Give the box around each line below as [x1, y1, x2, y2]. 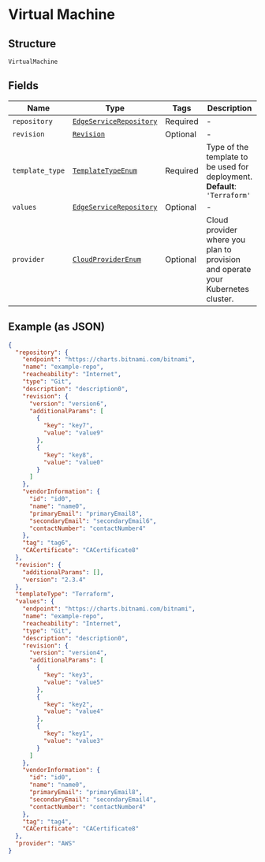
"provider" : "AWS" [15, 840, 77, 848]
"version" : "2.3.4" [22, 576, 87, 584]
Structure [8, 37, 57, 50]
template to [206, 151, 248, 162]
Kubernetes [206, 283, 250, 294]
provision [206, 254, 241, 265]
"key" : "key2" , [43, 700, 93, 708]
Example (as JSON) [8, 320, 105, 334]
